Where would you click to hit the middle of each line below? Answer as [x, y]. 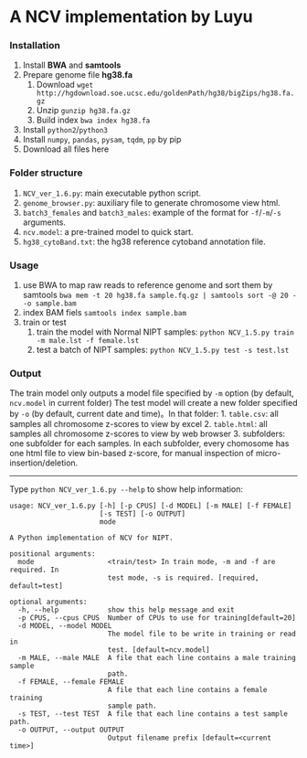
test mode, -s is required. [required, [183, 578]
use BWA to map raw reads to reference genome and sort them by [148, 285]
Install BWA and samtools [72, 65]
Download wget [65, 85]
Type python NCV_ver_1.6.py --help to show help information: [127, 489]
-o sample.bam [49, 304]
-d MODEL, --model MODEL [65, 626]
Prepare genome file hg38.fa [78, 75]
